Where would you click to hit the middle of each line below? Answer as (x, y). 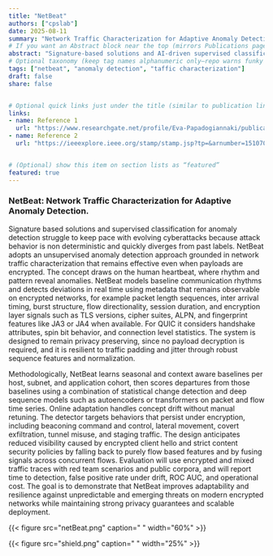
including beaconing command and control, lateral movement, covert (124, 425)
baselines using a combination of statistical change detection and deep (128, 391)
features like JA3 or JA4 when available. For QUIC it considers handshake (132, 323)
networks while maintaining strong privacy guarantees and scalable (121, 503)
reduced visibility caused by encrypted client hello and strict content (123, 442)
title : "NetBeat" (38, 16)
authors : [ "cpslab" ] (43, 24)
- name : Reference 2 (43, 136)
